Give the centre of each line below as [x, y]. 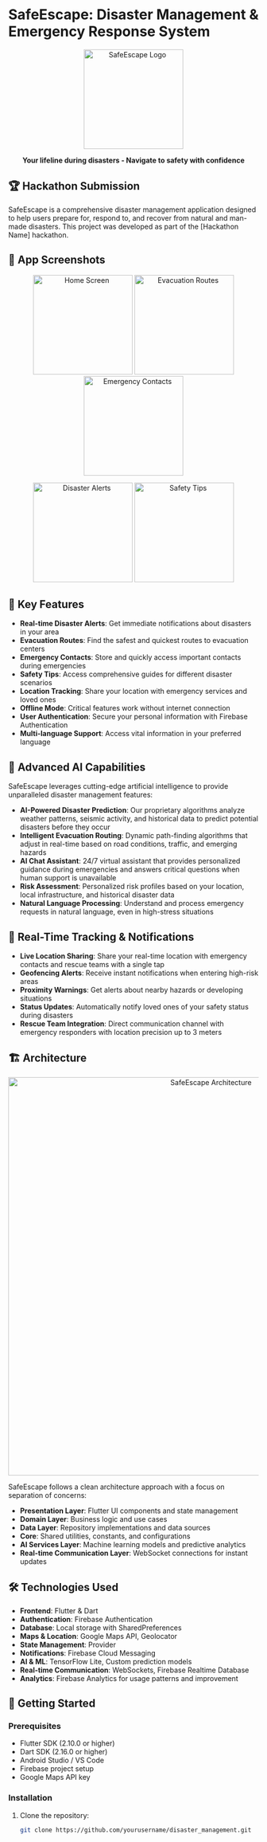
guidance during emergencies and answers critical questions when [130, 869]
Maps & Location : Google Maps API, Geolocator [98, 1636]
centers [32, 649]
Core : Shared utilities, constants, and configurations [105, 1536]
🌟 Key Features [46, 604]
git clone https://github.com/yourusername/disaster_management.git [135, 1830]
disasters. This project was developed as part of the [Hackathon [133, 226]
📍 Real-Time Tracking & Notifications [101, 937]
